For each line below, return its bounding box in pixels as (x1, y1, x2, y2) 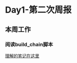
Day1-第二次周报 (5, 4, 72, 16)
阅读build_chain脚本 (5, 41, 54, 47)
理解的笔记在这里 (5, 53, 39, 59)
